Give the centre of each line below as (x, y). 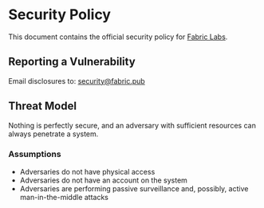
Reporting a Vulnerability (72, 62)
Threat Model (43, 106)
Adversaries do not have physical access (87, 171)
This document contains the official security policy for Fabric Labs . (118, 37)
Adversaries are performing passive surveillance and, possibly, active (134, 188)
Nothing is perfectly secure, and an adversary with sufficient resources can (132, 125)
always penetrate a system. (53, 134)
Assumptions (35, 155)
